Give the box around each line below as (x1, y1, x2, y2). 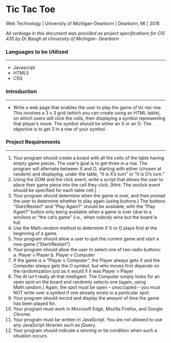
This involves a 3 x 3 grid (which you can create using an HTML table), (13, 110, 161, 116)
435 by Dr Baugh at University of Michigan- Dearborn (6, 36, 119, 42)
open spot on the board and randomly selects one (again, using (13, 279, 146, 285)
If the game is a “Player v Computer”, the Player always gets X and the (13, 257, 160, 263)
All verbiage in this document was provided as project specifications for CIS (6, 30, 165, 36)
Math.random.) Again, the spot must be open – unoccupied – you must (13, 284, 161, 290)
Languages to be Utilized (6, 48, 69, 55)
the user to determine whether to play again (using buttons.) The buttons (13, 198, 165, 204)
